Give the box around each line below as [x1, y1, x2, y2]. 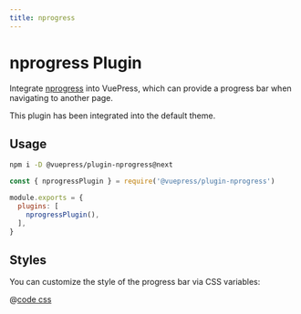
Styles [9, 252, 47, 268]
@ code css [9, 294, 52, 305]
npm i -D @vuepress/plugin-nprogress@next [9, 160, 173, 169]
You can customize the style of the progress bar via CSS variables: [9, 277, 261, 288]
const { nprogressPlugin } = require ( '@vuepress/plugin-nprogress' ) [9, 177, 275, 187]
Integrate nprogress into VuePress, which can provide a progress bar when [9, 83, 292, 94]
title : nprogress [9, 13, 76, 23]
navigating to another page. [9, 92, 114, 103]
